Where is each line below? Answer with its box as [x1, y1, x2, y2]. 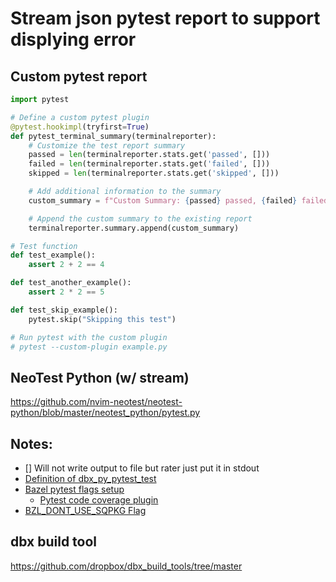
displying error [10, 28, 137, 51]
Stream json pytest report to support [10, 7, 321, 30]
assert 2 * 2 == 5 [28, 287, 105, 297]
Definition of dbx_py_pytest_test [24, 473, 157, 484]
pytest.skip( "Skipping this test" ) [28, 314, 177, 324]
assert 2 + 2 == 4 [28, 260, 105, 270]
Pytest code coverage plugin [39, 494, 159, 506]
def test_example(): [10, 250, 97, 261]
